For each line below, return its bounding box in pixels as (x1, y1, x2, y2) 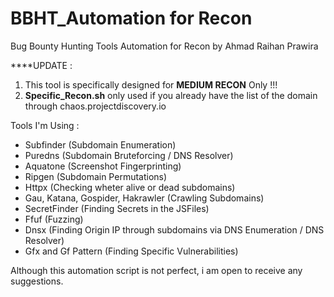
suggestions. (10, 275, 64, 287)
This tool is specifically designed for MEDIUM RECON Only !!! (24, 78, 278, 91)
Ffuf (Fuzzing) (24, 213, 84, 225)
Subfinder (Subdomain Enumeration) (24, 138, 177, 151)
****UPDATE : (10, 59, 73, 71)
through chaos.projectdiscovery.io (24, 100, 167, 112)
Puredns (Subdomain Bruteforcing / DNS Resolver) (24, 149, 234, 161)
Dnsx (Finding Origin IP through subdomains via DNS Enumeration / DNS (24, 223, 325, 236)
